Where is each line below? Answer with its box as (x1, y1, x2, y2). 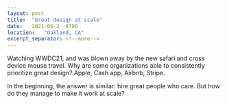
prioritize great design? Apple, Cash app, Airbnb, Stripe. (7, 69, 166, 77)
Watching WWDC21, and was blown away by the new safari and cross (7, 54, 205, 62)
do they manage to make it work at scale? (7, 90, 125, 98)
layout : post (7, 10, 45, 17)
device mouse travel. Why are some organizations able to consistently (7, 62, 206, 70)
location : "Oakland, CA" (7, 29, 84, 36)
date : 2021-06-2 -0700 (7, 23, 78, 29)
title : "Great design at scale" (7, 16, 103, 23)
